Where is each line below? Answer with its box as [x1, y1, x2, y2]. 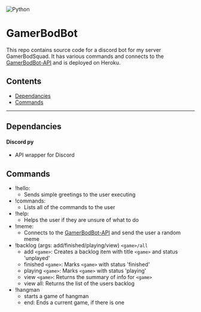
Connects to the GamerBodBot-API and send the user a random [23, 229, 181, 236]
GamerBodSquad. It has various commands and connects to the [6, 53, 165, 60]
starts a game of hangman [23, 293, 89, 300]
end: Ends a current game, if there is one [23, 299, 124, 306]
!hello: [14, 185, 31, 192]
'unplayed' [23, 255, 50, 262]
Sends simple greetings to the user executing [23, 191, 136, 198]
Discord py [6, 138, 34, 145]
